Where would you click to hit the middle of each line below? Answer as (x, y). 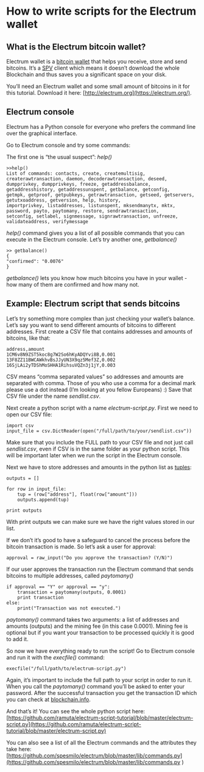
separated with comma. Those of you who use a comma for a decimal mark (101, 383)
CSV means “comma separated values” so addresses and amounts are (95, 377)
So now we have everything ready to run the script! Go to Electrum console (100, 651)
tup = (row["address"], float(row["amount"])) (77, 494)
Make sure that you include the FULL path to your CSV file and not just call (100, 442)
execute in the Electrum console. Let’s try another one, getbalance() (92, 239)
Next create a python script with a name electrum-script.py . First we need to (102, 408)
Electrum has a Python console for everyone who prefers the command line (101, 127)
